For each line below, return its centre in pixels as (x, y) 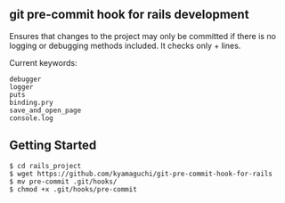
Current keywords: (43, 62)
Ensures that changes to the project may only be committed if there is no (142, 36)
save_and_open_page (45, 110)
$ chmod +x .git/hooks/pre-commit (73, 189)
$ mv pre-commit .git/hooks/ (63, 182)
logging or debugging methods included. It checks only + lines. (125, 45)
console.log (31, 118)
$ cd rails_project (45, 166)
